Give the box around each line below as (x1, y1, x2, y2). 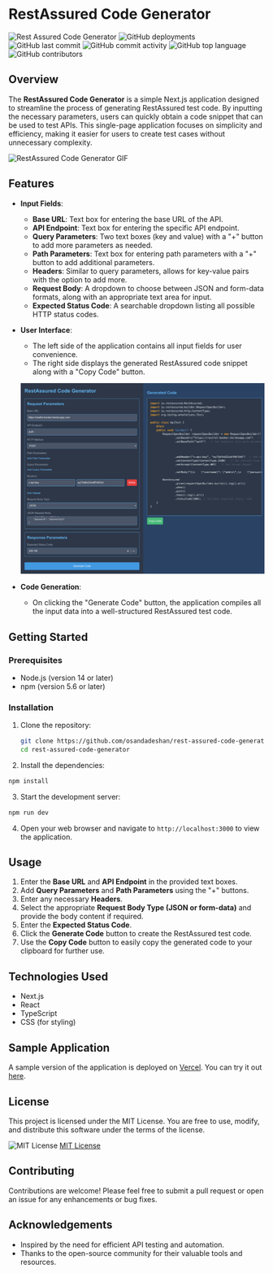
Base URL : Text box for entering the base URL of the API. (32, 214, 223, 224)
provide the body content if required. (19, 912, 144, 922)
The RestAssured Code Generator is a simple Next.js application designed (8, 94, 260, 104)
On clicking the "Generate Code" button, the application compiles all (32, 598, 262, 608)
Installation (8, 701, 54, 713)
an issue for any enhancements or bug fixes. (8, 1194, 158, 1204)
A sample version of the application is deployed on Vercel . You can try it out (8, 1062, 262, 1072)
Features (8, 177, 54, 191)
